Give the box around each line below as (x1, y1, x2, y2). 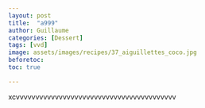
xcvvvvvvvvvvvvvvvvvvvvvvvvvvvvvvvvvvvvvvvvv (8, 92, 176, 102)
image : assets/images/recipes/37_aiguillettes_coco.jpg (8, 48, 197, 56)
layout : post (8, 11, 52, 20)
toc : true (8, 64, 41, 71)
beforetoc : (8, 56, 44, 64)
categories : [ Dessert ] (8, 33, 83, 42)
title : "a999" (8, 19, 59, 27)
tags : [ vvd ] (8, 41, 48, 49)
